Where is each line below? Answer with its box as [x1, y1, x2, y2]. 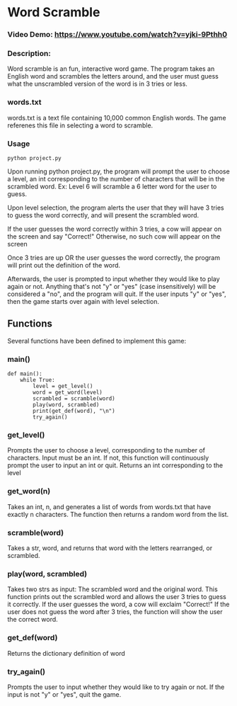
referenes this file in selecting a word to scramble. [7, 121, 154, 130]
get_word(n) [7, 486, 51, 496]
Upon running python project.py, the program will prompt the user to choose [7, 167, 230, 176]
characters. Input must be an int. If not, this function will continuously [7, 454, 209, 462]
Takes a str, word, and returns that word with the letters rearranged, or [7, 544, 213, 552]
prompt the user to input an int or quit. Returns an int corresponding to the [7, 461, 224, 469]
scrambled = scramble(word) [33, 395, 115, 402]
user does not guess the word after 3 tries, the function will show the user [7, 608, 223, 616]
